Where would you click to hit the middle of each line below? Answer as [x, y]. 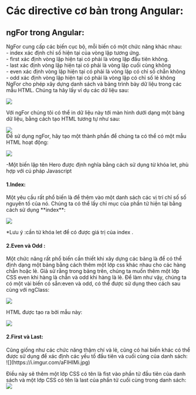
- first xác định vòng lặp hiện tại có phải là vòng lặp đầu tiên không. [87, 59]
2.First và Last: [25, 337]
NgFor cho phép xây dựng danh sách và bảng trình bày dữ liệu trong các [94, 84]
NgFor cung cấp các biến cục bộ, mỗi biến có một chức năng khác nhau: [94, 46]
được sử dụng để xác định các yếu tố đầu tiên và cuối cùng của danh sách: [97, 356]
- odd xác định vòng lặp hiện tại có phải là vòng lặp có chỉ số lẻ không [91, 78]
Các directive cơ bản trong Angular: [95, 11]
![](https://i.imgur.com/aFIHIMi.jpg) [48, 362]
